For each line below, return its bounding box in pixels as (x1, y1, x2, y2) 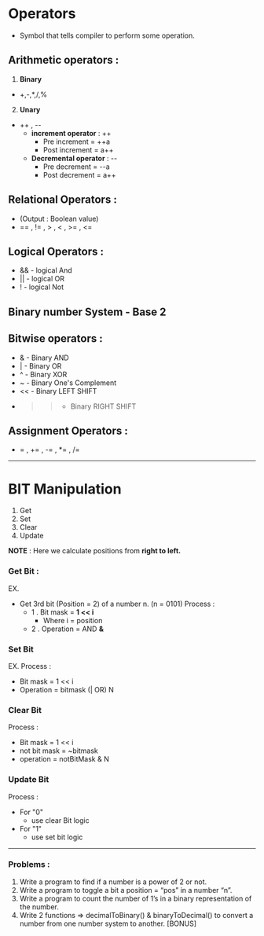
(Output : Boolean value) (19, 214, 99, 223)
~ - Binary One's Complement (19, 378, 117, 387)
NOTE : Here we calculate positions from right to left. (8, 546, 181, 556)
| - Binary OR (19, 361, 62, 370)
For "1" (19, 824, 42, 833)
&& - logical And (19, 266, 72, 275)
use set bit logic (31, 832, 83, 842)
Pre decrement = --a (42, 162, 110, 171)
